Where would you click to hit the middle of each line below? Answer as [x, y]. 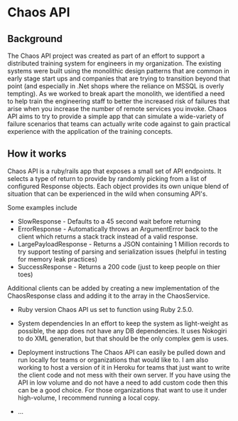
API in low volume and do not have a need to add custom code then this [123, 383]
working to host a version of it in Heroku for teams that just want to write [124, 367]
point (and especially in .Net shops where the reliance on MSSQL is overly [116, 86]
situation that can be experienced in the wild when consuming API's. [108, 194]
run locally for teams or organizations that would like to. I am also [113, 360]
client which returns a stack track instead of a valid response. [108, 237]
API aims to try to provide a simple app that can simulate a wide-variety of [116, 116]
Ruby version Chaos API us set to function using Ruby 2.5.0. [106, 309]
